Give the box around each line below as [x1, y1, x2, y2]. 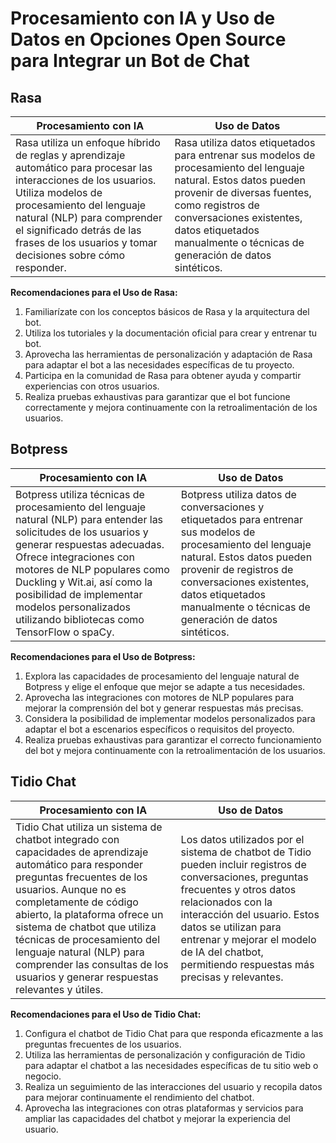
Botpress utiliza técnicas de [15, 487, 145, 501]
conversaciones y [180, 500, 265, 514]
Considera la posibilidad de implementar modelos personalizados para [24, 712, 316, 724]
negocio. [24, 1070, 62, 1082]
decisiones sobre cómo [15, 248, 126, 262]
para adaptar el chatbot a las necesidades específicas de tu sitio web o [24, 1059, 319, 1071]
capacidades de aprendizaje [15, 845, 149, 859]
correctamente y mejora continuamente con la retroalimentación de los [24, 402, 318, 413]
